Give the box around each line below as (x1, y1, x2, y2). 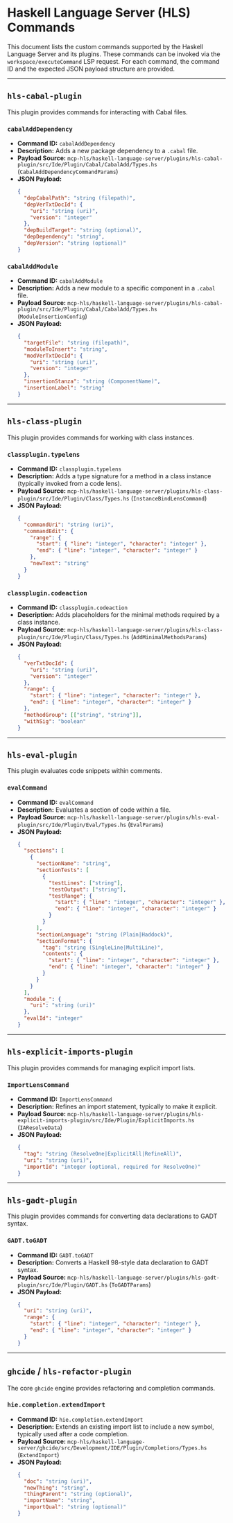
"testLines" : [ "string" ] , (48, 879, 123, 887)
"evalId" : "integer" (24, 1015, 83, 1022)
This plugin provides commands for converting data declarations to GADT (7, 1212, 218, 1221)
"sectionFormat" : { (35, 937, 92, 944)
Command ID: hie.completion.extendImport (17, 1415, 144, 1423)
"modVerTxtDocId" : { (24, 352, 83, 359)
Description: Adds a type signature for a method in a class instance (17, 471, 212, 480)
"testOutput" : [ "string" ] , (48, 886, 127, 893)
